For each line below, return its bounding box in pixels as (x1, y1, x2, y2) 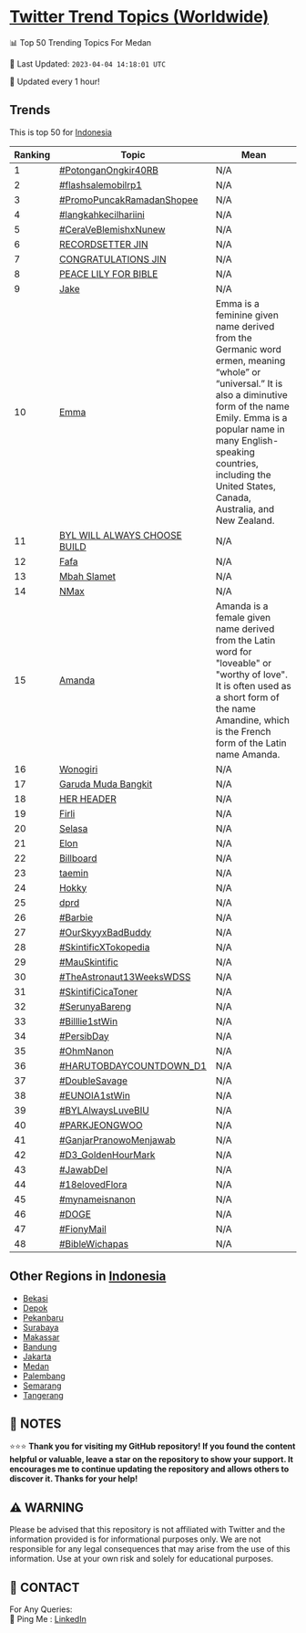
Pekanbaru (22, 1312, 64, 1323)
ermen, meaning (215, 354, 286, 367)
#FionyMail (58, 1222, 107, 1235)
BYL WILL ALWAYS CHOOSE (58, 529, 182, 541)
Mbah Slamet (58, 570, 117, 582)
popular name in (215, 423, 285, 435)
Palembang (22, 1370, 66, 1381)
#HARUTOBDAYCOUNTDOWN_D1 (58, 1059, 207, 1072)
